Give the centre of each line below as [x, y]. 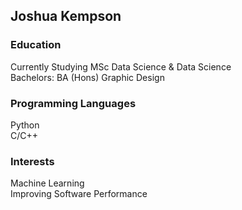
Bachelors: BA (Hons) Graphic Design [87, 77]
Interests [32, 161]
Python [25, 125]
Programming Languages [73, 103]
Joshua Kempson [66, 16]
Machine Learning [47, 183]
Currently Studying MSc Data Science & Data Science [121, 66]
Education [36, 45]
